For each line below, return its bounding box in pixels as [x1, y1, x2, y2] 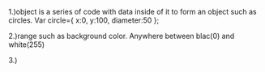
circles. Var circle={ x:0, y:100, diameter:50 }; [8, 15, 160, 25]
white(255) [8, 40, 45, 49]
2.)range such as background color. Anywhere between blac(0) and [8, 32, 235, 40]
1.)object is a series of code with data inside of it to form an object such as [8, 7, 257, 16]
